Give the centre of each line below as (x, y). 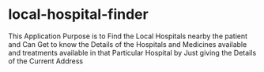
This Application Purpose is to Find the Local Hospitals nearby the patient (128, 36)
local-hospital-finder (78, 14)
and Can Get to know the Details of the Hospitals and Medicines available (128, 44)
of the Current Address (46, 61)
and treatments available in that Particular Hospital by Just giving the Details (132, 52)
